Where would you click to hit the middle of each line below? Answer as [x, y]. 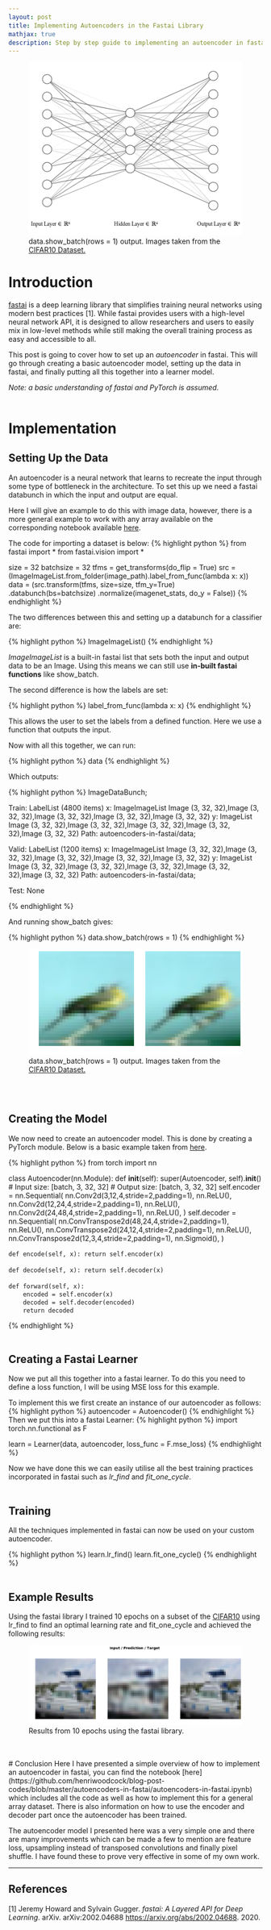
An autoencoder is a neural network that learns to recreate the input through [135, 477]
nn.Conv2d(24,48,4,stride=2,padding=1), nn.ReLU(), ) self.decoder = [122, 1212]
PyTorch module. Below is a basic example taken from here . [108, 1147]
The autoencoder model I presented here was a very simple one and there [132, 1830]
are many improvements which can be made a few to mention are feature [130, 1839]
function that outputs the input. [60, 729]
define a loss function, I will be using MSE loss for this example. [114, 1387]
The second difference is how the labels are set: [88, 690]
